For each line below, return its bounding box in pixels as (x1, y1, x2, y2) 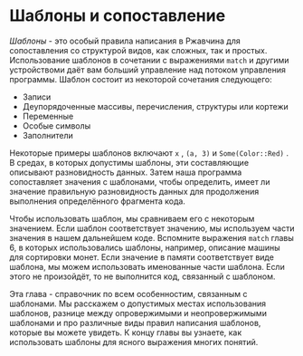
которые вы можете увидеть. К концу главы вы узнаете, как (9, 327, 242, 338)
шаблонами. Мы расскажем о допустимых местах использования (9, 298, 267, 309)
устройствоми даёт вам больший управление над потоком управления (9, 64, 287, 75)
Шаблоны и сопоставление (9, 5, 226, 26)
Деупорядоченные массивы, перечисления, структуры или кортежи (22, 101, 289, 111)
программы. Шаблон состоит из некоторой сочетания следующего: (9, 73, 273, 84)
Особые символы (22, 120, 91, 131)
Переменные (22, 111, 74, 121)
